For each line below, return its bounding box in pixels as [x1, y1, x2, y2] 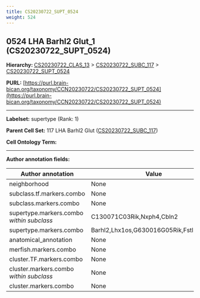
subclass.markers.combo [9, 199, 80, 207]
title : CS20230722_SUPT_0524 [6, 8, 79, 15]
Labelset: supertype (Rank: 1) [6, 116, 79, 123]
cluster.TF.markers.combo [9, 255, 83, 263]
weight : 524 [6, 14, 36, 20]
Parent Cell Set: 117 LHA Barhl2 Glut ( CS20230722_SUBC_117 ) [6, 127, 158, 134]
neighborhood [9, 180, 49, 188]
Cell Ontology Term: [6, 138, 57, 146]
